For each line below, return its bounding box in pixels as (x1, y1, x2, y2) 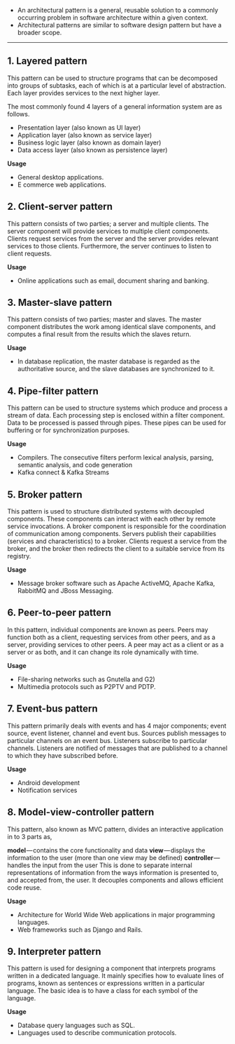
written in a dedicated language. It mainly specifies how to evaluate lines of (7, 972, 225, 980)
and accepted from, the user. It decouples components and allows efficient (7, 876, 224, 884)
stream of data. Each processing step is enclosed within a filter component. (7, 411, 225, 420)
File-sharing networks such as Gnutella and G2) (17, 675, 155, 683)
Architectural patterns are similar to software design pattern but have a (17, 21, 222, 29)
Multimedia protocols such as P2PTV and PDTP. (17, 682, 156, 690)
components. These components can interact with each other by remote (7, 515, 216, 523)
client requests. (7, 249, 52, 257)
